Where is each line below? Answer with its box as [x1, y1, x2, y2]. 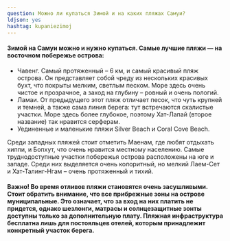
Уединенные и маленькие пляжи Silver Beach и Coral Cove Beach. [16, 125, 210, 133]
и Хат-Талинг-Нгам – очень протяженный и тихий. [7, 167, 154, 175]
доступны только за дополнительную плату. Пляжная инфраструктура [7, 212, 224, 220]
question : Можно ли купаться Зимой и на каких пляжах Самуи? [7, 10, 186, 17]
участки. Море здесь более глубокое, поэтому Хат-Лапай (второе [16, 110, 212, 118]
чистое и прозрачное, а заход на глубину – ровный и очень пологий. [16, 88, 219, 97]
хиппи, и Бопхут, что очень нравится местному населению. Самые [7, 145, 205, 153]
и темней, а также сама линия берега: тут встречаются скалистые [16, 103, 214, 111]
